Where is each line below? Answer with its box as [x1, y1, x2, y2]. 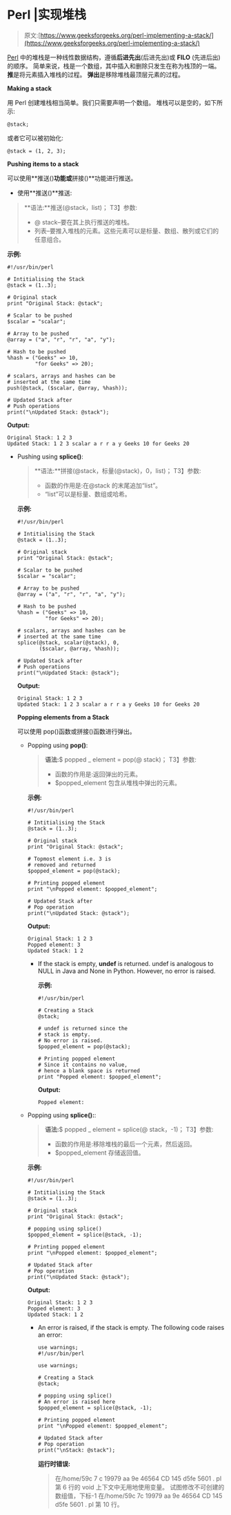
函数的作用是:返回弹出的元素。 [54, 770, 142, 778]
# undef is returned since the [37, 1025, 128, 1032]
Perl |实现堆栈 [7, 7, 87, 23]
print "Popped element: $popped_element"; [37, 1073, 162, 1080]
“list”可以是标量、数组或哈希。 [44, 490, 131, 498]
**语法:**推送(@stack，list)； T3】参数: [23, 203, 138, 211]
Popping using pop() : [27, 741, 88, 749]
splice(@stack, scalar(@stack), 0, [17, 639, 120, 646]
